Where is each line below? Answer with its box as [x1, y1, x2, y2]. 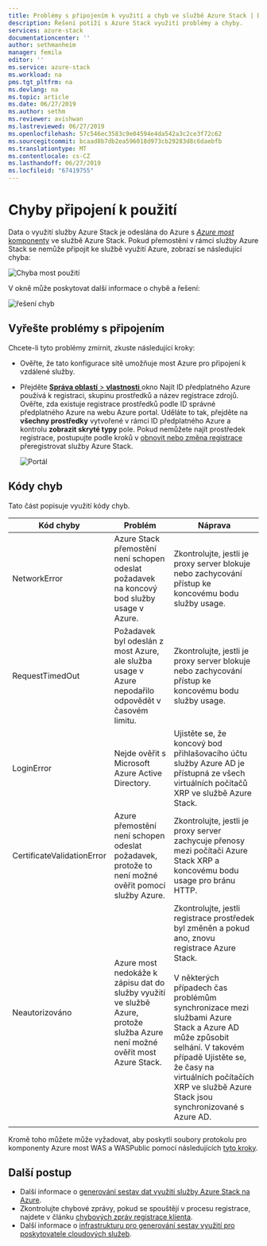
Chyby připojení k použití [8, 201, 177, 219]
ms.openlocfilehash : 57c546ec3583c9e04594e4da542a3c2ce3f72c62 [8, 130, 222, 137]
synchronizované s [173, 1101, 245, 1112]
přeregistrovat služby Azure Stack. [19, 441, 133, 451]
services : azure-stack [8, 26, 83, 34]
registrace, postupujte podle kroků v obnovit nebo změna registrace [19, 432, 243, 442]
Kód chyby [38, 520, 81, 531]
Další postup [8, 1166, 72, 1179]
